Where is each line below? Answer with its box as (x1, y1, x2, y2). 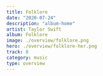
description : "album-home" (6, 20, 75, 26)
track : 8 (6, 49, 29, 55)
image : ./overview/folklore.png (6, 37, 89, 44)
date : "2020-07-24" (6, 15, 56, 21)
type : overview (6, 60, 45, 66)
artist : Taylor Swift (6, 26, 62, 32)
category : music (6, 55, 48, 61)
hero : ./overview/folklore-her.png (6, 44, 97, 50)
